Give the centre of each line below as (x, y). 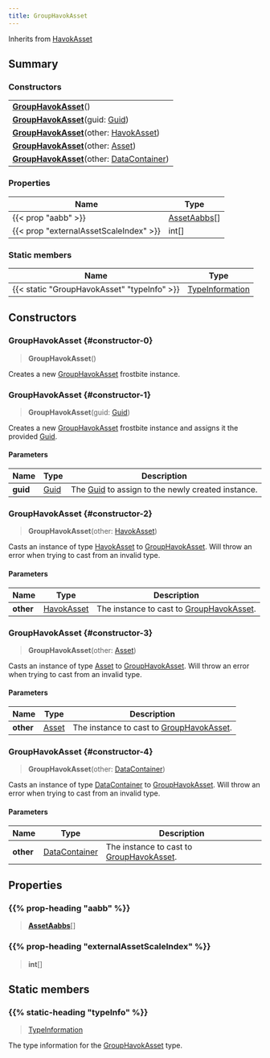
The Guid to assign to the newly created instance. (164, 490)
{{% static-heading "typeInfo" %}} (78, 1012)
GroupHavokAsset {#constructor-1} (80, 395)
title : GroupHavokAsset (48, 16)
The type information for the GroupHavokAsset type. (96, 1046)
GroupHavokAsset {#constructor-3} (80, 633)
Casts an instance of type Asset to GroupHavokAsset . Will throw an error (129, 666)
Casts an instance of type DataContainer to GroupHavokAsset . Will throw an (134, 785)
